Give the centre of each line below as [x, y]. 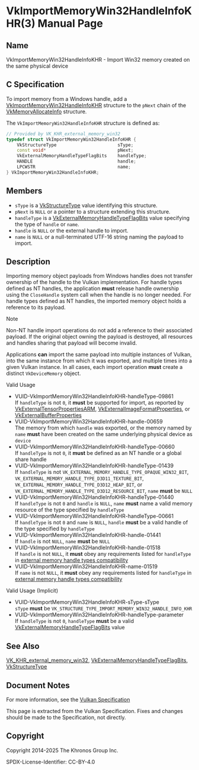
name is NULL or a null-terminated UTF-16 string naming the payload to [99, 237]
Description [28, 262]
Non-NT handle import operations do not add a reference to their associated [99, 330]
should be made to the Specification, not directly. [66, 717]
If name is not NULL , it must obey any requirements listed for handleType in [103, 573]
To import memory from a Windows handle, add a [67, 98]
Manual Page [70, 23]
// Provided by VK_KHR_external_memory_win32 [63, 134]
